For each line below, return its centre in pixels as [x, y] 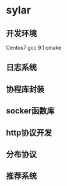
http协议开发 [29, 132]
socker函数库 [30, 111]
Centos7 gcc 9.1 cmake [34, 48]
